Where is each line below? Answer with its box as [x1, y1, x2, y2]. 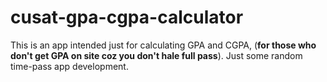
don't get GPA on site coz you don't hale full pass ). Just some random [10, 49, 303, 61]
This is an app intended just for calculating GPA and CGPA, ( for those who [10, 39, 317, 51]
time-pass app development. [10, 60, 129, 72]
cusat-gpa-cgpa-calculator [10, 6, 244, 29]
